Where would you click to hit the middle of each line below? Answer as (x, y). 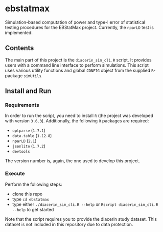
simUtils (33, 76)
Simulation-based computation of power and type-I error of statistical (75, 22)
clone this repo (27, 194)
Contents (20, 48)
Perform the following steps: (34, 184)
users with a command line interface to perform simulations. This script (77, 65)
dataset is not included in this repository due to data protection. (69, 224)
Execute (15, 174)
